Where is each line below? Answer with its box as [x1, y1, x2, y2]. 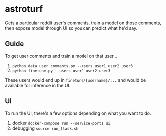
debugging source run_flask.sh [12, 125, 79, 131]
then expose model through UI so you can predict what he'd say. [5, 25, 138, 31]
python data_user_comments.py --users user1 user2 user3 [12, 63, 133, 68]
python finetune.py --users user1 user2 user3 [12, 68, 111, 73]
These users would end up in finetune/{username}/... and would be [5, 77, 146, 83]
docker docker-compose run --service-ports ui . [12, 120, 112, 126]
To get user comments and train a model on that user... [5, 53, 118, 59]
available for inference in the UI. [5, 82, 71, 88]
